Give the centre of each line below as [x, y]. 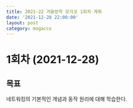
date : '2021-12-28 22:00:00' [42, 17]
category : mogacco [29, 28]
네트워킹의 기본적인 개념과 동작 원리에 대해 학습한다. [66, 99]
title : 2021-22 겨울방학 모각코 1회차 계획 [54, 12]
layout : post [22, 23]
